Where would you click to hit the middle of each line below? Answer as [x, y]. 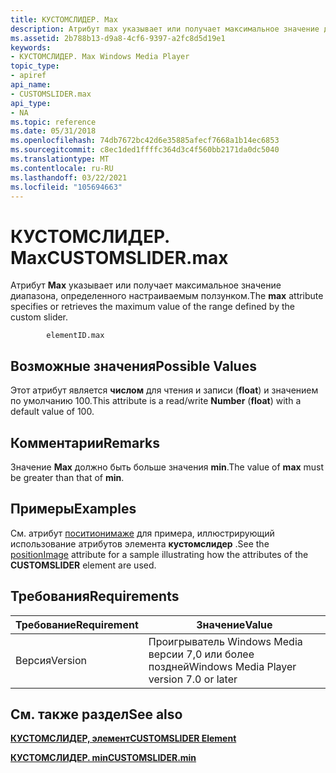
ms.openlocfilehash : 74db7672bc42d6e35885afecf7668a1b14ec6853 [145, 141]
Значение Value [234, 624]
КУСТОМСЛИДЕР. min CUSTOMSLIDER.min [103, 758]
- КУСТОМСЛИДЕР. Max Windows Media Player [100, 57]
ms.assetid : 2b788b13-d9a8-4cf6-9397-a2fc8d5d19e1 [118, 38]
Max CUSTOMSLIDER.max [119, 257]
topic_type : [35, 66]
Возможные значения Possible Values [133, 366]
